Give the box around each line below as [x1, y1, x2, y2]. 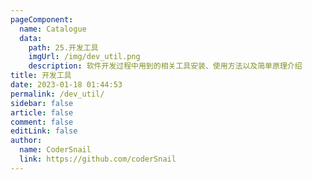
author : [10, 136, 43, 146]
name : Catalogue [19, 24, 87, 34]
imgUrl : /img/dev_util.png [28, 52, 141, 62]
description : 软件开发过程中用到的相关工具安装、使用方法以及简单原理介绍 [28, 61, 303, 71]
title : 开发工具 [10, 71, 72, 81]
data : [19, 33, 43, 43]
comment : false [10, 117, 74, 127]
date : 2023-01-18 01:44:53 [10, 80, 123, 90]
